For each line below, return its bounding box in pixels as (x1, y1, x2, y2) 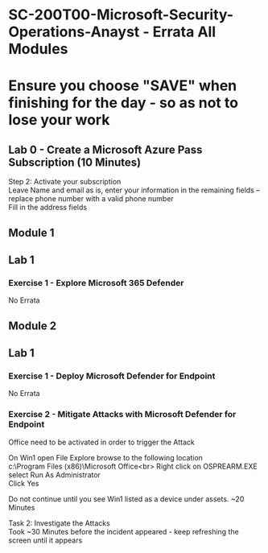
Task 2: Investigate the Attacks (8, 518, 110, 528)
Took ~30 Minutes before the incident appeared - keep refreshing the (8, 526, 239, 536)
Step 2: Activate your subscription (8, 177, 122, 187)
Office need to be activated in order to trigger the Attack (8, 437, 195, 447)
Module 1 (8, 225, 55, 239)
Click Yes (8, 478, 39, 488)
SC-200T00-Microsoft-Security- (8, 6, 234, 24)
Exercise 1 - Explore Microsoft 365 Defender (8, 277, 184, 288)
